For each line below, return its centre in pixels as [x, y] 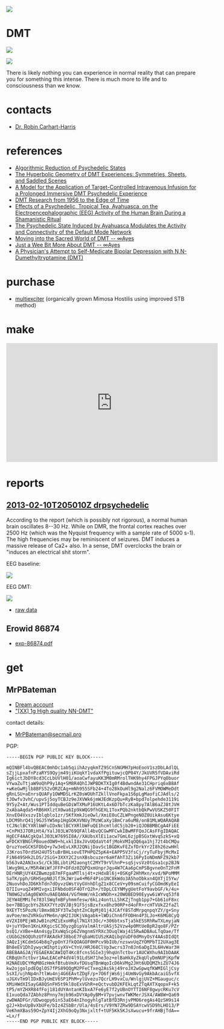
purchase [31, 282]
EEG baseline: [24, 563]
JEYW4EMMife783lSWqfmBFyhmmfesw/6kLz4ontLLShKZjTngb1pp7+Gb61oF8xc [93, 900]
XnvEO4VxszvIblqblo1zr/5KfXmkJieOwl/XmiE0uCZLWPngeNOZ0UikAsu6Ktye [93, 815]
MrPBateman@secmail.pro [48, 734]
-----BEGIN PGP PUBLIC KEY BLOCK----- [55, 757]
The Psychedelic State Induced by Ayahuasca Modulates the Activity [101, 225]
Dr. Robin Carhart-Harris [45, 126]
